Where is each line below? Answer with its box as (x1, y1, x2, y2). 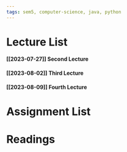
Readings (6, 132, 56, 146)
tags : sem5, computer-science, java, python (6, 9, 122, 15)
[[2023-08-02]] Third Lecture (6, 69, 84, 77)
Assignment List (6, 105, 91, 119)
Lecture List (6, 35, 68, 49)
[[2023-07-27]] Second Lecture (6, 55, 89, 63)
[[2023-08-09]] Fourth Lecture (6, 83, 87, 91)
